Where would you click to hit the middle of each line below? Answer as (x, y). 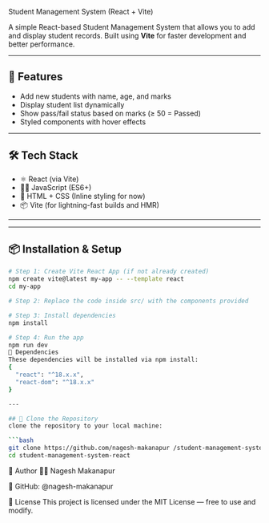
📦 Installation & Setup (65, 249)
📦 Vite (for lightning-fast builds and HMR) (90, 205)
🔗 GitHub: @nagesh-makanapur (61, 486)
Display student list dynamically (72, 104)
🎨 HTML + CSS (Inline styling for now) (82, 196)
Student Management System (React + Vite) (81, 12)
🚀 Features (36, 77)
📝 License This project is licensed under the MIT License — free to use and (132, 501)
